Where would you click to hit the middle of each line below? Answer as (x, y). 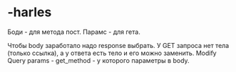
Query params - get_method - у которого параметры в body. (99, 60)
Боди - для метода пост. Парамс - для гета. (74, 32)
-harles (30, 12)
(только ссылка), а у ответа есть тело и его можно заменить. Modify (112, 53)
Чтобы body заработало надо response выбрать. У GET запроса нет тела (118, 45)
